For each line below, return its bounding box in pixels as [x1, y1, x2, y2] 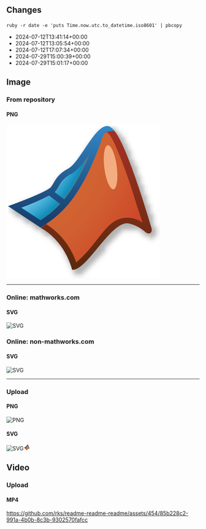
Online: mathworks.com [6, 293, 80, 302]
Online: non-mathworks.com [6, 338, 94, 346]
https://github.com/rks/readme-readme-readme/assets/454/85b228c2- [6, 509, 189, 517]
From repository [6, 95, 55, 104]
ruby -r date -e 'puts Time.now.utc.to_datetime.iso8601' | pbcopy [6, 22, 183, 28]
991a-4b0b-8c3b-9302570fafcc [6, 516, 88, 523]
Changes [6, 5, 42, 15]
